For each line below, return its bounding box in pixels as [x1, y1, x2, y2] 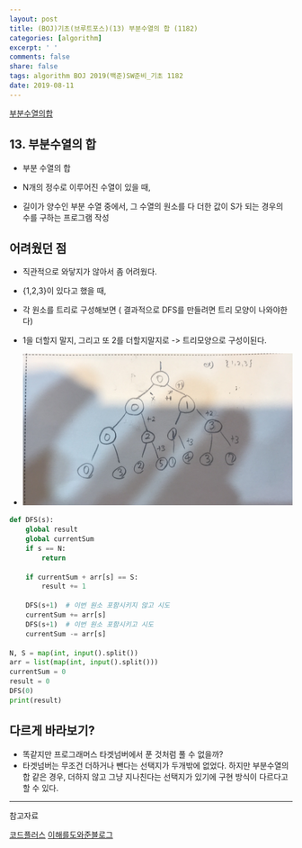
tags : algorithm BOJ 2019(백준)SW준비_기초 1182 [9, 72, 184, 81]
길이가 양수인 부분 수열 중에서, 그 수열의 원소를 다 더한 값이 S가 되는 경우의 [22, 201, 284, 212]
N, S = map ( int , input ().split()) [9, 648, 139, 657]
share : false [9, 62, 58, 71]
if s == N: [25, 544, 67, 553]
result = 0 [9, 677, 50, 686]
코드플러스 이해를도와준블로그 [9, 829, 114, 840]
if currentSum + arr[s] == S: [25, 573, 139, 582]
